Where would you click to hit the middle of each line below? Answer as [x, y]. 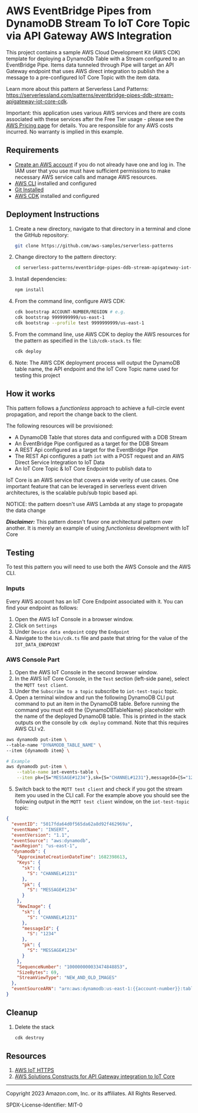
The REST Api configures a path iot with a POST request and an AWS [99, 456]
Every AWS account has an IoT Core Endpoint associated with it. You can [95, 601]
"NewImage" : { [34, 907]
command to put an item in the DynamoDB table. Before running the [97, 703]
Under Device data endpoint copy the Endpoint [72, 631]
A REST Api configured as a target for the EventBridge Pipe [86, 449]
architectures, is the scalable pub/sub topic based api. [72, 492]
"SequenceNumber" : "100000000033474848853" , [72, 967]
